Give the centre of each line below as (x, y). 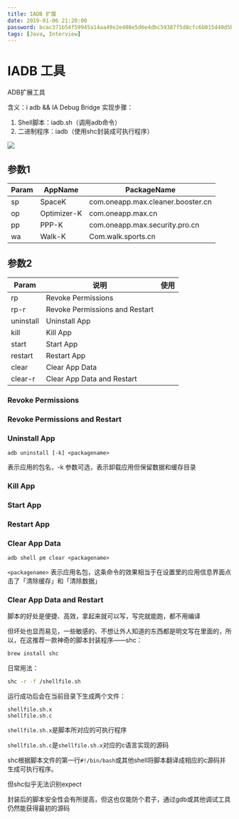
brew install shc (33, 654)
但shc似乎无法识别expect (44, 784)
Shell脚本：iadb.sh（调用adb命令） (69, 122)
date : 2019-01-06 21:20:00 (47, 21)
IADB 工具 (37, 71)
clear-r (23, 379)
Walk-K (53, 237)
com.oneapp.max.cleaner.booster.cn (150, 202)
